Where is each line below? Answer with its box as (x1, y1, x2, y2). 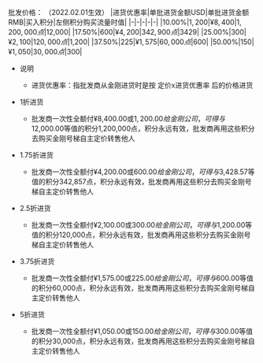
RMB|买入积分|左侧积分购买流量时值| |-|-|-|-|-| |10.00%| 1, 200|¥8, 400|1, (8, 17, 242, 27)
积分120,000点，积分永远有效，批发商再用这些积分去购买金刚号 (45, 230, 251, 239)
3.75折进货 (19, 257, 55, 266)
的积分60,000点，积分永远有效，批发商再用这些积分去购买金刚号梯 (31, 283, 248, 292)
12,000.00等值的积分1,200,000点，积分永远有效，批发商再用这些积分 (31, 124, 255, 133)
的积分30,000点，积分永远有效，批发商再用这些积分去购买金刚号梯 (31, 336, 248, 346)
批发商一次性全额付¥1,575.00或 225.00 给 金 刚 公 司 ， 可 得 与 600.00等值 (31, 273, 254, 283)
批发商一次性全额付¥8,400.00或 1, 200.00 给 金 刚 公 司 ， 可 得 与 (31, 114, 226, 123)
